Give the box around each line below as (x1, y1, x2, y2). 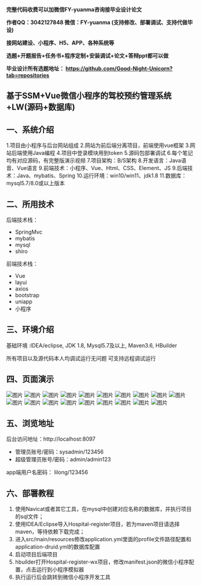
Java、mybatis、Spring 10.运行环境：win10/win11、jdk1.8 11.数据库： (16, 172, 187, 179)
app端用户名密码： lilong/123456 (6, 469, 89, 476)
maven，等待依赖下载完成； (14, 528, 85, 535)
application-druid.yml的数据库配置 (14, 543, 101, 550)
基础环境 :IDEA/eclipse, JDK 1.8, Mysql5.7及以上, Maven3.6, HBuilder (6, 341, 177, 349)
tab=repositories (6, 72, 49, 79)
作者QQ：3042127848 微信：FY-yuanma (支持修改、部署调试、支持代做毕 (6, 19, 193, 26)
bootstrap (14, 292, 40, 299)
